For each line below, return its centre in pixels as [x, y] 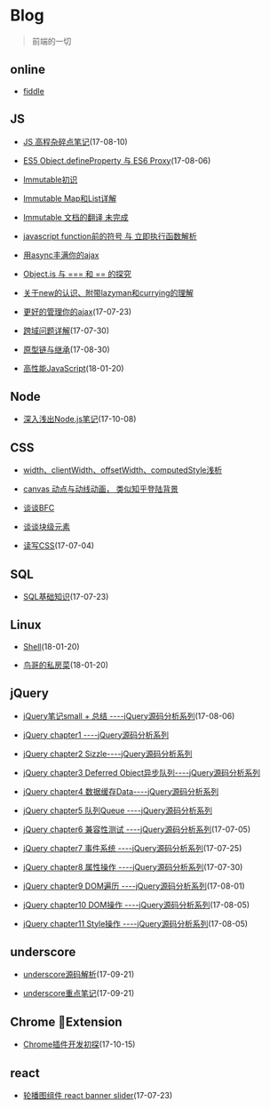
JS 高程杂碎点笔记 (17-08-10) [75, 141]
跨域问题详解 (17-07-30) [66, 331]
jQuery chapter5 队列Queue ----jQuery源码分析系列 [117, 810]
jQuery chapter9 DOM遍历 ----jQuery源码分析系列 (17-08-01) [134, 886]
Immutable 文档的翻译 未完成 [75, 217]
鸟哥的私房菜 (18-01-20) [66, 665]
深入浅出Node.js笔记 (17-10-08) [79, 419]
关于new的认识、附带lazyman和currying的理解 [108, 292]
